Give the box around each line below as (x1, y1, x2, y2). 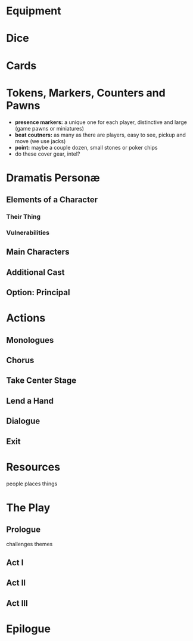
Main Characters (6, 247, 70, 257)
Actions (6, 311, 46, 325)
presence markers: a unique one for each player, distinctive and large (14, 118, 188, 126)
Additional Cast (6, 267, 65, 277)
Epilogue (6, 622, 51, 636)
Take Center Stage (6, 376, 77, 386)
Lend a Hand (6, 395, 54, 406)
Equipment (6, 4, 61, 18)
